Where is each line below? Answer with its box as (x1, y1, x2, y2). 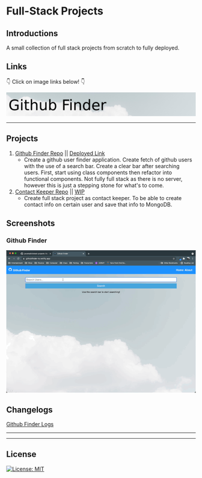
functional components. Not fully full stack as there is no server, (23, 175, 183, 182)
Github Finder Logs (6, 420, 54, 427)
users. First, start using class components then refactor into (23, 169, 173, 176)
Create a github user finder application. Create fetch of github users (23, 156, 192, 163)
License (6, 449, 37, 459)
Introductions (6, 28, 58, 39)
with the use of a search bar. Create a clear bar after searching (23, 162, 180, 169)
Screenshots (6, 218, 55, 228)
